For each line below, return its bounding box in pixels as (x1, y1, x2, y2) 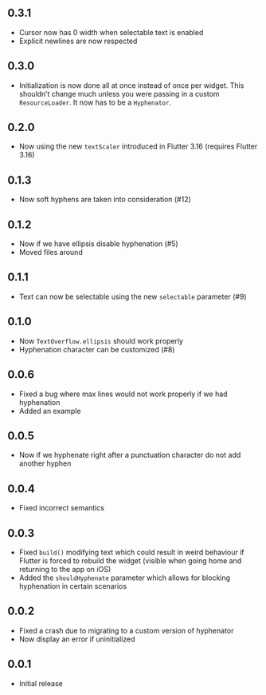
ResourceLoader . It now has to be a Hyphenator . (18, 97, 172, 107)
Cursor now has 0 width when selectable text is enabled (18, 27, 204, 37)
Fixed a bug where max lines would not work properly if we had (18, 389, 228, 399)
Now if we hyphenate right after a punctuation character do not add (18, 451, 241, 460)
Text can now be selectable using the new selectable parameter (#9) (18, 292, 248, 301)
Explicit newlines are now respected (18, 36, 138, 46)
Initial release (18, 678, 63, 688)
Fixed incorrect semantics (18, 503, 105, 513)
